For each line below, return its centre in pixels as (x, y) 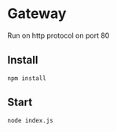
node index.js (31, 120)
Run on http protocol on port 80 (58, 35)
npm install (27, 78)
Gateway (37, 14)
